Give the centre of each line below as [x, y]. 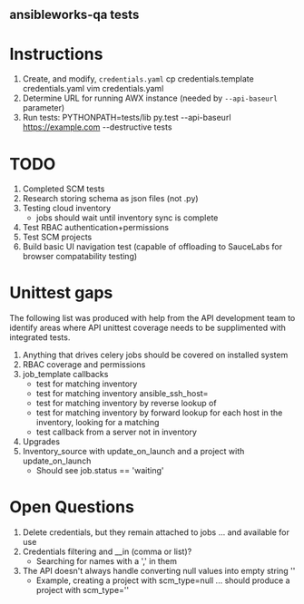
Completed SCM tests [64, 189]
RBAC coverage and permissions [84, 365]
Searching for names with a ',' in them [106, 561]
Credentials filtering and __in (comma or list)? [107, 551]
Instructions [56, 54]
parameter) [44, 108]
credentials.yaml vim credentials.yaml [93, 89]
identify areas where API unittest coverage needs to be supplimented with [147, 328]
